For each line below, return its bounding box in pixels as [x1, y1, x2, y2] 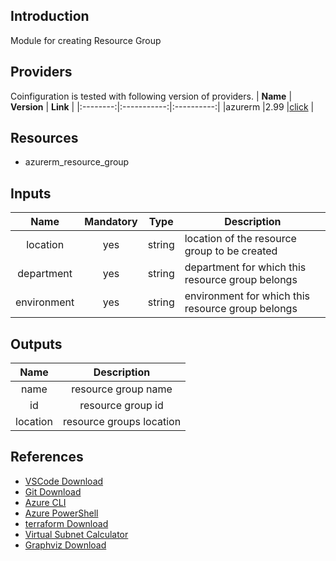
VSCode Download [24, 475, 104, 487]
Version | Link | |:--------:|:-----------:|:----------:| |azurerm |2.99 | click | [10, 100, 315, 113]
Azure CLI [24, 496, 67, 508]
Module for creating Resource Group [10, 34, 162, 46]
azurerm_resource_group [24, 156, 130, 168]
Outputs [10, 335, 63, 353]
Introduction [10, 8, 90, 25]
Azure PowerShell [24, 507, 99, 519]
